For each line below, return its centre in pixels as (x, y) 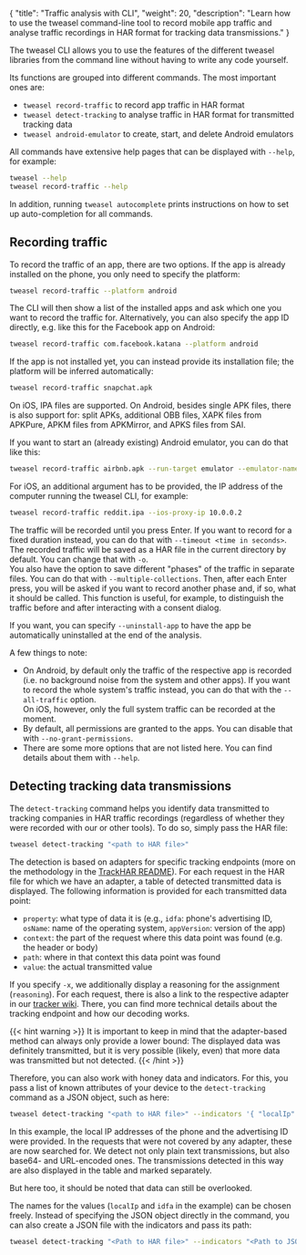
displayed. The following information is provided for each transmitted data (148, 891)
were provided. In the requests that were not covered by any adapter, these (151, 1141)
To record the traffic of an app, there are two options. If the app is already (148, 264)
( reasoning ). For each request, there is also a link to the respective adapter (149, 994)
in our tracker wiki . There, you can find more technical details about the (143, 1003)
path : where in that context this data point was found (122, 957)
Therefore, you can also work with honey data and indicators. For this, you (149, 1078)
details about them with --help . (81, 757)
